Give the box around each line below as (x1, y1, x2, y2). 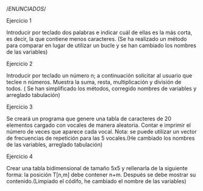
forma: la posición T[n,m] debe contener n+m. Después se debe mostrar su (6, 171, 196, 178)
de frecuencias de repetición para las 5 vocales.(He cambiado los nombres (6, 134, 195, 142)
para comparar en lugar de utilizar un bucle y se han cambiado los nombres (6, 42, 197, 49)
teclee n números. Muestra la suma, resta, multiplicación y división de (6, 79, 182, 85)
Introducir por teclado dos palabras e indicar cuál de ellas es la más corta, (6, 29, 193, 36)
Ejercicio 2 (6, 60, 33, 67)
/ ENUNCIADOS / (6, 5, 46, 12)
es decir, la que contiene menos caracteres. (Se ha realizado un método (6, 35, 187, 42)
